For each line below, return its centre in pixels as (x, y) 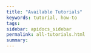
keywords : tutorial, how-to (42, 18)
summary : (17, 40)
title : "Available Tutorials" (45, 12)
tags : (13, 23)
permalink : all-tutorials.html (46, 35)
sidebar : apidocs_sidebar (39, 29)
